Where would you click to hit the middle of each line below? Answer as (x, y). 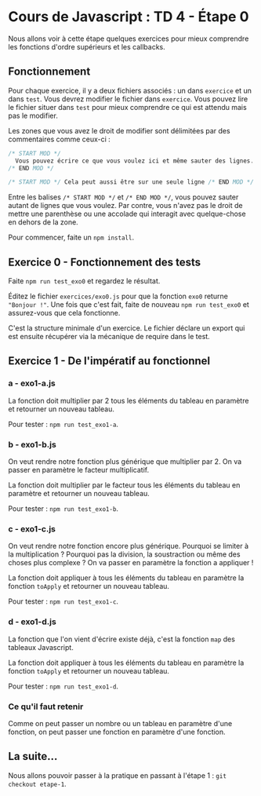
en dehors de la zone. (43, 222)
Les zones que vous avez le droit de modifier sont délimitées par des (119, 130)
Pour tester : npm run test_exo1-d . (63, 686)
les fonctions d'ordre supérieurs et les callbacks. (87, 46)
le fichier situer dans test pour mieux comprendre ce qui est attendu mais (127, 107)
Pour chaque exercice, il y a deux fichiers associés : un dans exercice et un (130, 90)
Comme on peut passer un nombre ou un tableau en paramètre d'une (120, 723)
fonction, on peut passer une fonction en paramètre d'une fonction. (117, 732)
